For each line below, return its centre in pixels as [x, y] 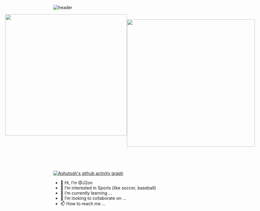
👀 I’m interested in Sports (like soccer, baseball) [108, 188]
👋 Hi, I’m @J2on [76, 183]
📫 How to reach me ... [83, 203]
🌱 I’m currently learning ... [86, 193]
